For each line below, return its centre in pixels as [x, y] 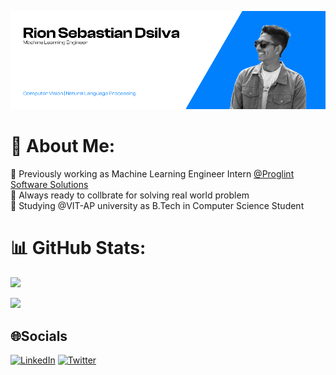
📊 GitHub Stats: [78, 248]
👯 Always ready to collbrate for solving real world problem [130, 195]
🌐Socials [39, 336]
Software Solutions [49, 185]
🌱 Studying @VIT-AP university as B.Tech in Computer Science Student [157, 206]
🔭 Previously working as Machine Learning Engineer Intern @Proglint [152, 174]
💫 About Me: [63, 146]
